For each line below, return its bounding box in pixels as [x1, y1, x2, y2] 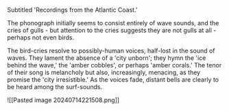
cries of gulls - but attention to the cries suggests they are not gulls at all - [7, 27, 217, 34]
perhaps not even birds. [7, 33, 75, 42]
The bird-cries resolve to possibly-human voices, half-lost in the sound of [7, 47, 215, 54]
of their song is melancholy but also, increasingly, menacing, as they [7, 68, 201, 76]
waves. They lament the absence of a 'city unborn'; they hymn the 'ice [7, 54, 206, 62]
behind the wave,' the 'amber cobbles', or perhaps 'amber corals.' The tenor [7, 61, 222, 69]
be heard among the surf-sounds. [7, 83, 103, 91]
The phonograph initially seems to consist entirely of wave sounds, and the [7, 19, 219, 27]
